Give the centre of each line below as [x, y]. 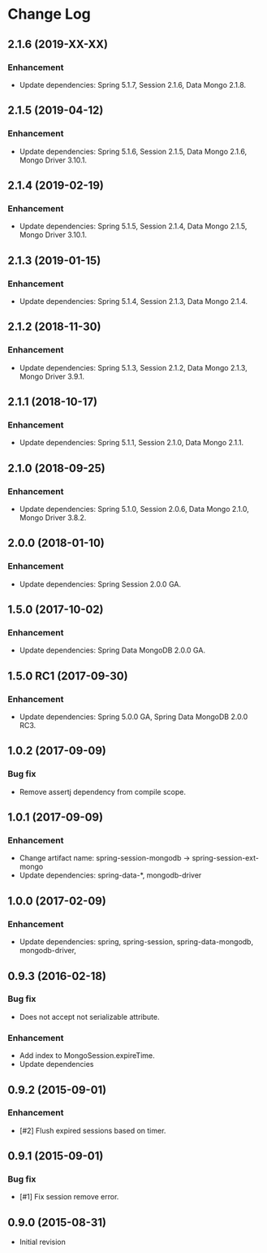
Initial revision [43, 1242]
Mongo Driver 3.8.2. [53, 518]
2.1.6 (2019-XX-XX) [58, 44]
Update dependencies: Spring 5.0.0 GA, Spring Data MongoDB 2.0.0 [133, 717]
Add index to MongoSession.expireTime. [87, 1056]
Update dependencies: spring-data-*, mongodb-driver [110, 875]
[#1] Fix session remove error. [69, 1197]
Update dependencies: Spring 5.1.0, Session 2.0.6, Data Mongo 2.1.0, [134, 509]
